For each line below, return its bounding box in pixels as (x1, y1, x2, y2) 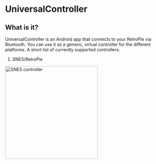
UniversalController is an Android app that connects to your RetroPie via (5, 36, 152, 42)
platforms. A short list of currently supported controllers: (5, 47, 120, 52)
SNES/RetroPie (12, 56, 43, 62)
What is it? (5, 23, 39, 32)
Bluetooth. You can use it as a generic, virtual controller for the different (5, 41, 151, 47)
